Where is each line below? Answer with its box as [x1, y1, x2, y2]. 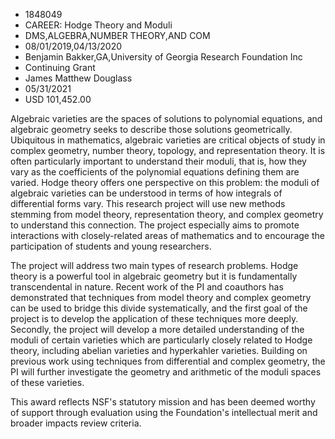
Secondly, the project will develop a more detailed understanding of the [10, 324, 305, 335]
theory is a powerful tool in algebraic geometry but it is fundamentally [10, 270, 298, 282]
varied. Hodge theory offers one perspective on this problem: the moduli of [10, 177, 320, 188]
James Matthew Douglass [24, 72, 133, 84]
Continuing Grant [24, 62, 96, 73]
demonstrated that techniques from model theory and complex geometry [10, 292, 312, 303]
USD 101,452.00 [24, 94, 92, 105]
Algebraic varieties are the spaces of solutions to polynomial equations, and [10, 113, 323, 124]
